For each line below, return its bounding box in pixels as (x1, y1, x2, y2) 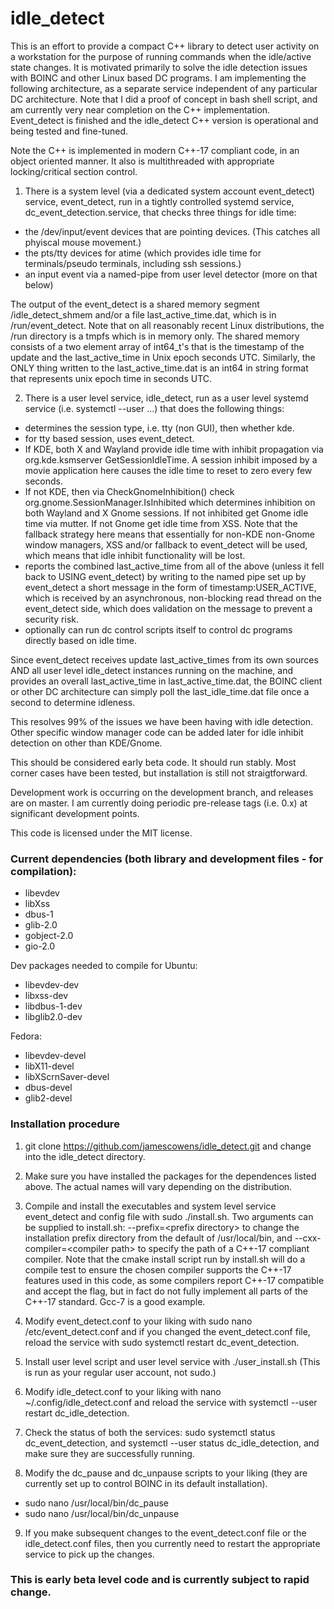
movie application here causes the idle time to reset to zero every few (24, 464, 313, 476)
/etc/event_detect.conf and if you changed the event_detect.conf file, (24, 1325, 311, 1337)
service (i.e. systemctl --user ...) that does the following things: (24, 402, 285, 414)
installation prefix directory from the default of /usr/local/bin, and (24, 1232, 293, 1244)
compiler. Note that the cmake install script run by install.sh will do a (24, 1253, 306, 1265)
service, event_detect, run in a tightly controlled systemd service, (24, 195, 295, 207)
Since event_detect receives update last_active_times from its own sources (10, 653, 319, 666)
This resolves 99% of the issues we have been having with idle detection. (10, 715, 314, 727)
